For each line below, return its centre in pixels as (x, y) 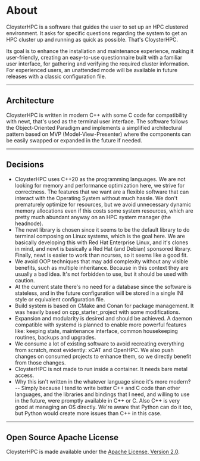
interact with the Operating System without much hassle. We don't (96, 198)
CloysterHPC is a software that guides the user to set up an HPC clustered (97, 27)
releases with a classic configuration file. (56, 76)
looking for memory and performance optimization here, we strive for (100, 185)
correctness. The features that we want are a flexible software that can (102, 192)
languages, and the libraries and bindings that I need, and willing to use (102, 394)
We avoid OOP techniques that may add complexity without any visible (101, 261)
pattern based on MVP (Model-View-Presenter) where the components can (99, 134)
